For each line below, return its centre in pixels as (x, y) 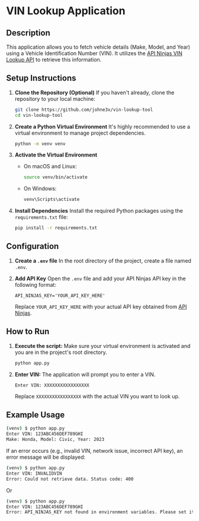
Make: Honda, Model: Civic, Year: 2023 (55, 440)
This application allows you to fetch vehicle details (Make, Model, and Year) (98, 47)
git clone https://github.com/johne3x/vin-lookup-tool (84, 110)
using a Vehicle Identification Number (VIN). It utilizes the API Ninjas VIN (94, 53)
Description (28, 33)
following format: (35, 285)
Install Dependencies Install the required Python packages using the (99, 211)
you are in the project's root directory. (61, 352)
